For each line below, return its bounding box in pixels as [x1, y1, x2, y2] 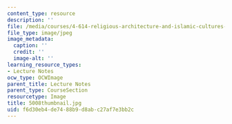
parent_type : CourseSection [7, 87, 88, 94]
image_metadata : [7, 36, 54, 43]
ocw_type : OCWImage [7, 74, 64, 81]
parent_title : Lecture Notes [7, 81, 91, 87]
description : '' [7, 17, 54, 23]
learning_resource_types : [7, 61, 81, 68]
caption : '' [13, 42, 48, 49]
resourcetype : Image [7, 94, 67, 101]
